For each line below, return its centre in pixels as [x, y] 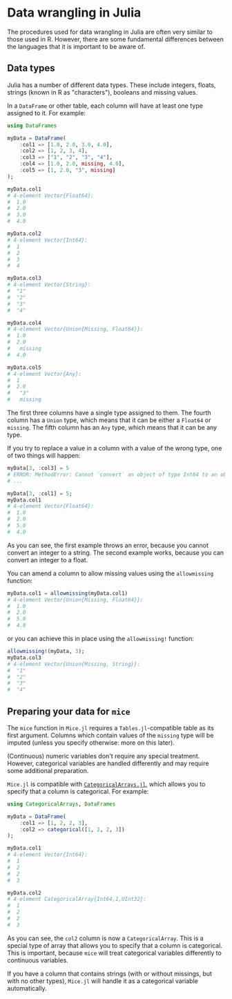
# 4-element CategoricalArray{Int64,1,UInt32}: [77, 900]
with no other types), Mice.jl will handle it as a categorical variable [103, 981]
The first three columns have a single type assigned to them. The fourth [109, 413]
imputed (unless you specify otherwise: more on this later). [91, 742]
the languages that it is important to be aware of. [76, 46]
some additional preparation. [48, 770]
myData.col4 [24, 323]
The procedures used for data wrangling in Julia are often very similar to [110, 32]
